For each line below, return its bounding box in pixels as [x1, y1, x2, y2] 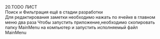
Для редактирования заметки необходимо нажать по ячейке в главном [5, 14, 156, 20]
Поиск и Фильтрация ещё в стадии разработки [5, 9, 103, 15]
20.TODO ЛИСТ [5, 4, 38, 10]
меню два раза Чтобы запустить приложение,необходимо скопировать [5, 19, 155, 25]
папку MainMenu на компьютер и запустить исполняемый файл [5, 25, 138, 30]
